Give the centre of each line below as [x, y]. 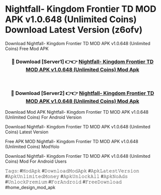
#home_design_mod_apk [30, 187]
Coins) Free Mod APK [27, 49]
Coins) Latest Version [27, 132]
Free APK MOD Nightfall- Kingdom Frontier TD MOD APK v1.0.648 [72, 141]
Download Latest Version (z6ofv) [74, 30]
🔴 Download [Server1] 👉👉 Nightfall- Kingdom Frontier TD [82, 61]
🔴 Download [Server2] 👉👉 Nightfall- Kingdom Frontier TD [82, 93]
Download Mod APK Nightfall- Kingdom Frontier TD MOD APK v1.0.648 [77, 112]
